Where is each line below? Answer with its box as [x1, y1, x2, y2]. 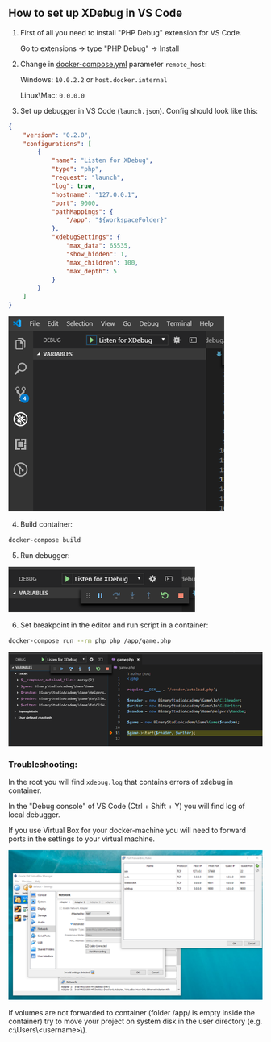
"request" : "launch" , [51, 173, 125, 182]
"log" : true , [51, 181, 95, 190]
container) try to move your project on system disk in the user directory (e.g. [8, 1016, 263, 1027]
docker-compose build [8, 536, 81, 544]
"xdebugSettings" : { [51, 233, 121, 241]
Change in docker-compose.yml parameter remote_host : [19, 59, 207, 69]
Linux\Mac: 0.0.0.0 [19, 90, 85, 100]
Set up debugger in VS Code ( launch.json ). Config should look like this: [19, 106, 258, 115]
